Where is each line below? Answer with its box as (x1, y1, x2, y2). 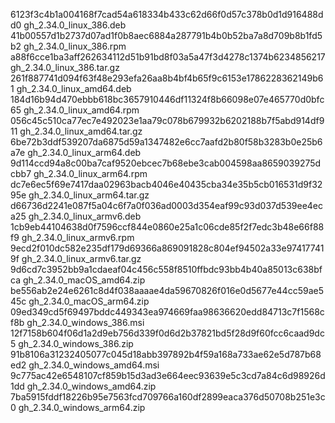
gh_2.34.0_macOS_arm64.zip (28, 295, 150, 307)
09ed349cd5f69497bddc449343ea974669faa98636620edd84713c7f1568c (10, 306, 325, 318)
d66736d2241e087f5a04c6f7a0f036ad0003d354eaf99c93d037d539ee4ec (10, 200, 324, 211)
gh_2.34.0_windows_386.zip (18, 338, 134, 349)
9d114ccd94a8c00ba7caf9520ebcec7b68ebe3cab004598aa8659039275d (10, 157, 322, 169)
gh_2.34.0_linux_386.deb (23, 19, 127, 31)
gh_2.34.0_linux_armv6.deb (28, 210, 142, 222)
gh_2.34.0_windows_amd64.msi (28, 359, 160, 371)
